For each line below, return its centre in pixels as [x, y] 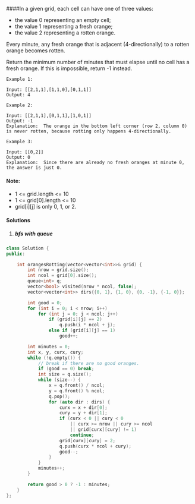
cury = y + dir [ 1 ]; [84, 413]
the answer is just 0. [34, 168]
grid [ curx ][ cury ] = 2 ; [87, 440]
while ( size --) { [59, 380]
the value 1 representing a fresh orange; [64, 26]
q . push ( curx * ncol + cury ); [95, 446]
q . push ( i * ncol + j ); [87, 325]
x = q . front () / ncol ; [77, 386]
